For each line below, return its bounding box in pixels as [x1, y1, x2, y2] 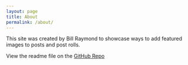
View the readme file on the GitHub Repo [6, 53, 105, 60]
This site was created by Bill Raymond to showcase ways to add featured [6, 35, 183, 42]
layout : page [6, 8, 38, 15]
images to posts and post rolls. [6, 41, 80, 48]
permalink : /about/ [6, 19, 54, 25]
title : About [6, 14, 38, 20]
